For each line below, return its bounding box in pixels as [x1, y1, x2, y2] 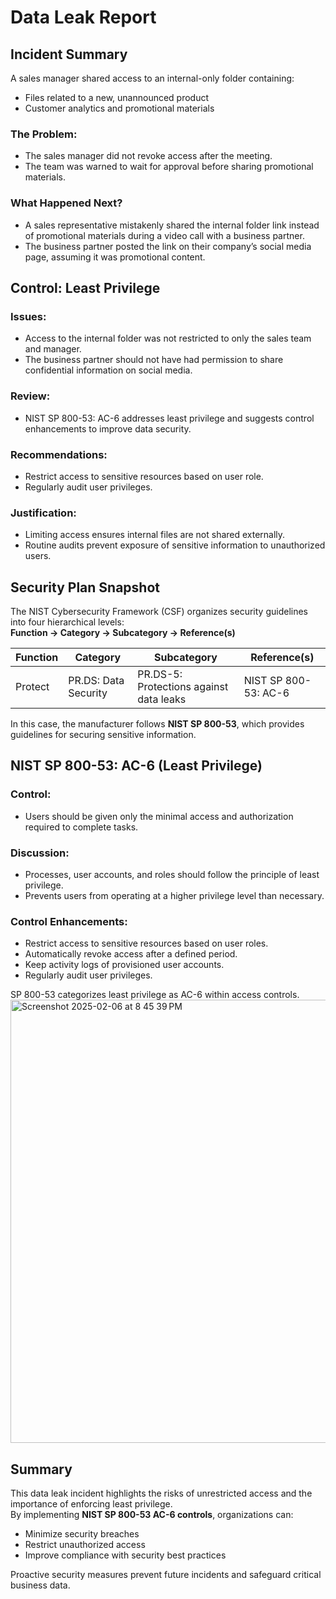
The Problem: [10, 127, 78, 141]
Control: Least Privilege [10, 279, 161, 296]
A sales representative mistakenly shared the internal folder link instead [24, 219, 320, 231]
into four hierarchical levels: [10, 616, 125, 628]
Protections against [137, 679, 229, 693]
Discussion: [10, 846, 70, 860]
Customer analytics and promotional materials [24, 102, 215, 114]
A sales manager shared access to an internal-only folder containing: [10, 72, 295, 84]
